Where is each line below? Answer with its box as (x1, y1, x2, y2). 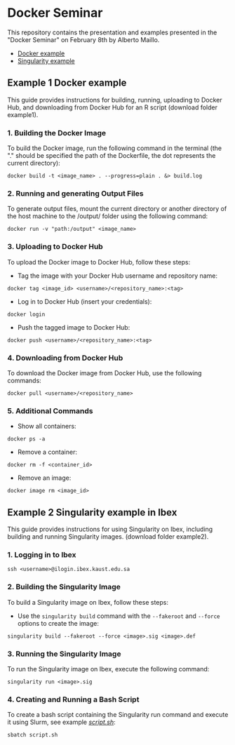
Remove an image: (17, 474, 72, 482)
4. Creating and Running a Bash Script (7, 694, 140, 704)
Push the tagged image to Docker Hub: (17, 323, 130, 331)
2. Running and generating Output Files (7, 188, 144, 198)
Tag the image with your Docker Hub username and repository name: (17, 271, 218, 280)
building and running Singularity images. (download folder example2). (7, 532, 209, 541)
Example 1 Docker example (7, 77, 127, 89)
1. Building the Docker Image (7, 128, 107, 137)
